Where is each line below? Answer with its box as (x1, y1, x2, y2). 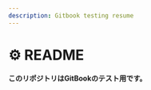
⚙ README (8, 45, 85, 64)
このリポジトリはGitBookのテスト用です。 (8, 73, 147, 84)
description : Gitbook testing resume (8, 11, 134, 20)
